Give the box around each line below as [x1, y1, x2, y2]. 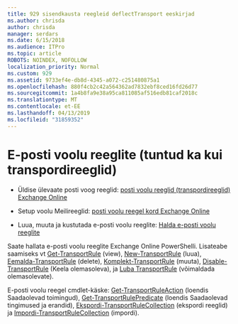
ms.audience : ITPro [7, 43, 65, 50]
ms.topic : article [7, 50, 62, 58]
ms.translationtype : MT [7, 97, 78, 104]
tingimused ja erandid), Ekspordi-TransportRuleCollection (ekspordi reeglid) [7, 301, 228, 309]
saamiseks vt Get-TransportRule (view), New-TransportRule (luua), [7, 249, 202, 258]
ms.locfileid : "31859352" [7, 116, 84, 123]
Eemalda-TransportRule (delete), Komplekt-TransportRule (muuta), [7, 256, 202, 265]
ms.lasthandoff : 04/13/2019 [7, 109, 91, 117]
